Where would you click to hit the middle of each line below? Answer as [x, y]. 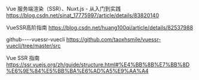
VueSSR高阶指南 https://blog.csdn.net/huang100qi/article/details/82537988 [99, 28]
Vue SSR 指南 [23, 58]
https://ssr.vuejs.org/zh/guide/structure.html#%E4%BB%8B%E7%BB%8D [98, 65]
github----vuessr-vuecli [36, 39]
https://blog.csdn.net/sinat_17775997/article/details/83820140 [83, 15]
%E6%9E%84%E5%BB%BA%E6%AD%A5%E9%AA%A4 [77, 71]
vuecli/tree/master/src [33, 46]
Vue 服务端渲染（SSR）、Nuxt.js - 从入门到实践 [64, 9]
